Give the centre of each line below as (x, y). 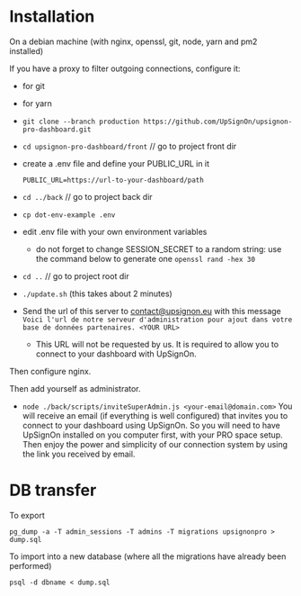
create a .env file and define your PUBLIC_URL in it (115, 163)
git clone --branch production (81, 122)
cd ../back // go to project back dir (87, 196)
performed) (31, 565)
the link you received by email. (79, 454)
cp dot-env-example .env (69, 215)
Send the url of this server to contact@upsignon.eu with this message (151, 311)
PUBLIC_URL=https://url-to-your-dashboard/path (113, 180)
